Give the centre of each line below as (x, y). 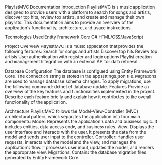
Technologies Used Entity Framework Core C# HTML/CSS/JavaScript (74, 37)
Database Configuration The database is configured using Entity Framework (81, 71)
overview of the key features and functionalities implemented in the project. (80, 92)
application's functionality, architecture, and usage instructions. (68, 28)
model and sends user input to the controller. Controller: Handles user (74, 137)
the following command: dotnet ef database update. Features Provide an (77, 86)
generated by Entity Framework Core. (42, 157)
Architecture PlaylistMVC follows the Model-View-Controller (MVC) (72, 111)
